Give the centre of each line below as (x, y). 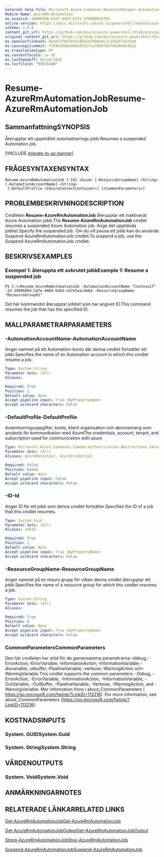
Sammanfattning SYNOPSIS (48, 127)
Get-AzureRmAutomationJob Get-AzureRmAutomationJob (63, 821)
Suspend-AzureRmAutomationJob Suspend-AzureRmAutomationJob (74, 850)
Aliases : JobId (20, 530)
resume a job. (19, 360)
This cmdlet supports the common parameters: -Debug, (95, 674)
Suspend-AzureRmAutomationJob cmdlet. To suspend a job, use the (73, 236)
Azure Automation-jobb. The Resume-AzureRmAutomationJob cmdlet (76, 220)
